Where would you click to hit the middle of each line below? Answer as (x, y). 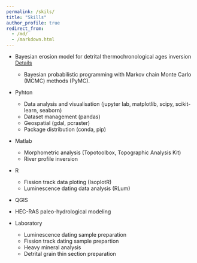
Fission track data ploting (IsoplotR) (68, 182)
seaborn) (51, 110)
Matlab (23, 141)
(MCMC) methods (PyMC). (57, 81)
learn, (31, 110)
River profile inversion (51, 159)
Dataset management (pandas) (62, 117)
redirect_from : (25, 28)
